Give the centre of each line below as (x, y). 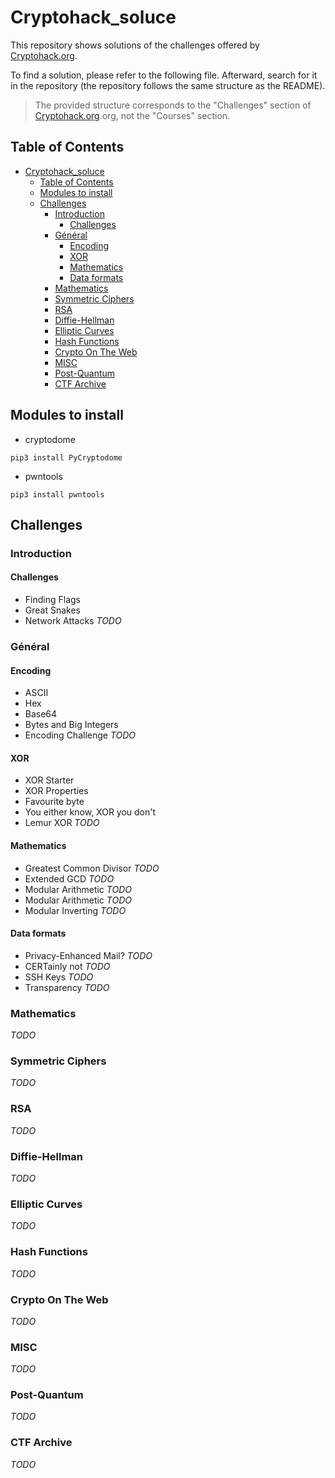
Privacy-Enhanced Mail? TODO (88, 955)
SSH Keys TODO (59, 977)
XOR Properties (56, 791)
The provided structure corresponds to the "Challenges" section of (173, 105)
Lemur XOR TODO (62, 823)
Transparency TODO (67, 987)
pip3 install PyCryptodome (66, 457)
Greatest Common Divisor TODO (92, 868)
